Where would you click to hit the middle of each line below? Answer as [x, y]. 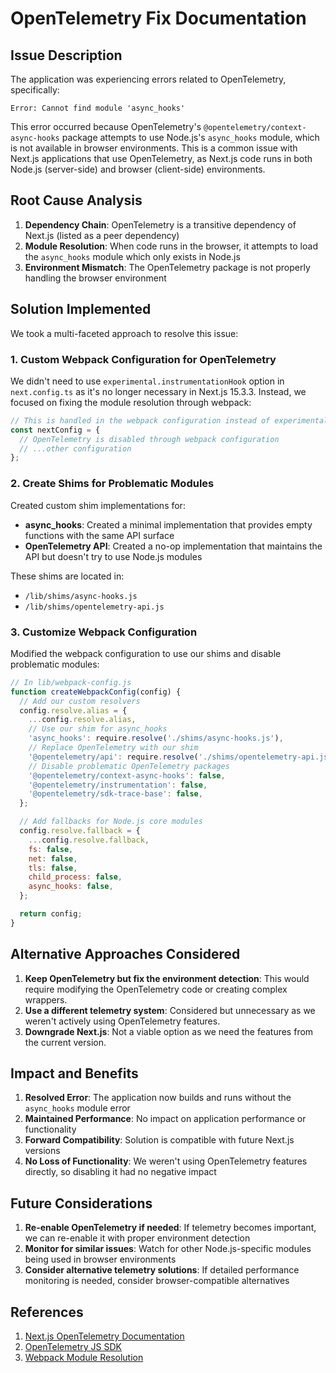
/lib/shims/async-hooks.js [81, 596]
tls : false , [53, 868]
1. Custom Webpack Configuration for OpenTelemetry [143, 359]
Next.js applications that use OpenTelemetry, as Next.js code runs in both [161, 158]
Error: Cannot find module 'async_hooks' [98, 108]
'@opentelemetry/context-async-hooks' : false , [127, 775]
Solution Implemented [81, 309]
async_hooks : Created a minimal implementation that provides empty [168, 524]
